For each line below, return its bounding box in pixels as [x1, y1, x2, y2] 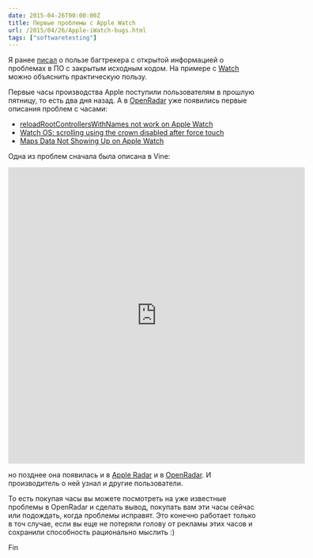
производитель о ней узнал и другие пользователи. [8, 479, 183, 488]
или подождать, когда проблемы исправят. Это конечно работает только [8, 511, 256, 520]
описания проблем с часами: [8, 104, 108, 114]
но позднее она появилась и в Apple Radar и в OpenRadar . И [8, 470, 212, 480]
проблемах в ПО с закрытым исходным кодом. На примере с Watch [8, 64, 239, 74]
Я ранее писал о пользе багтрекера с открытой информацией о [8, 55, 224, 65]
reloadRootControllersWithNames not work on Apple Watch [19, 119, 213, 129]
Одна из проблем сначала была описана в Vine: [8, 152, 171, 161]
